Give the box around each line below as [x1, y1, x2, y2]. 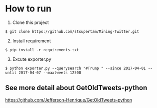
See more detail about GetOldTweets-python [5, 84, 148, 92]
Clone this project [12, 19, 49, 25]
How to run [5, 3, 52, 14]
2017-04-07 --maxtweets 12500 [18, 70, 81, 75]
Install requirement [12, 38, 51, 44]
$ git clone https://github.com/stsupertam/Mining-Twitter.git [5, 29, 140, 34]
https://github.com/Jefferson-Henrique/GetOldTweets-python [5, 97, 132, 103]
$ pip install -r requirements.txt [5, 47, 79, 52]
